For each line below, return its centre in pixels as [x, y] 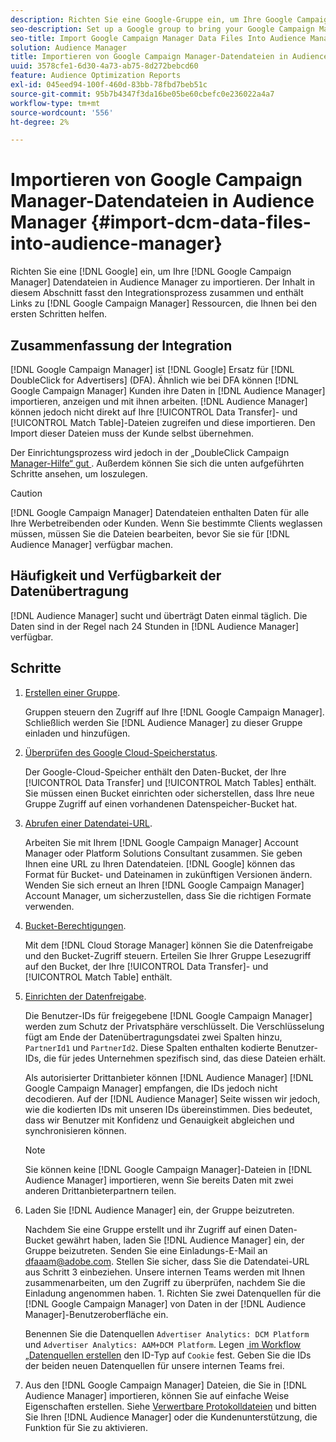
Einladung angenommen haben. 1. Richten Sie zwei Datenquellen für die [173, 1293]
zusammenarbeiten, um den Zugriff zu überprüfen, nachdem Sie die [165, 1282]
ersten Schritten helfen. [59, 314]
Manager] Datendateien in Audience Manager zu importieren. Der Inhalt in [163, 282]
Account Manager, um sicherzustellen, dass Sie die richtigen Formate [168, 895]
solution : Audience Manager [69, 47]
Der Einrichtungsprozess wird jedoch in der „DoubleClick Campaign [150, 452]
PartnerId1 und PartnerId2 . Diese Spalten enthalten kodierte [149, 1047]
